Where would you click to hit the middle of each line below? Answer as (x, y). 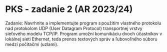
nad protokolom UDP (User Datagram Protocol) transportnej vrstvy (74, 28)
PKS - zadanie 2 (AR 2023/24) (69, 9)
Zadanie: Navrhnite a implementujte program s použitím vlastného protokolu (83, 23)
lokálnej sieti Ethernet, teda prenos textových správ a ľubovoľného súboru (81, 39)
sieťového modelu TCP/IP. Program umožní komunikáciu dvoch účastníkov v (84, 33)
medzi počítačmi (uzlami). (32, 44)
